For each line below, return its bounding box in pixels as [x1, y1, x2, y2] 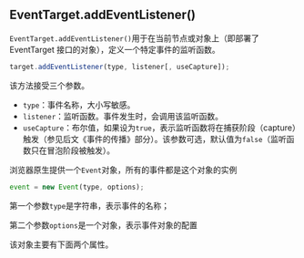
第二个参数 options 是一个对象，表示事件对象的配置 [9, 219, 198, 231]
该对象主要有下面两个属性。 [9, 239, 114, 250]
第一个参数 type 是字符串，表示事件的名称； [9, 200, 170, 211]
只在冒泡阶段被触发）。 [30, 145, 116, 156]
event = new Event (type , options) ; [9, 182, 145, 191]
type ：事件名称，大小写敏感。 [22, 99, 136, 110]
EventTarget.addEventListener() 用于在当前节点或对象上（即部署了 [9, 32, 259, 44]
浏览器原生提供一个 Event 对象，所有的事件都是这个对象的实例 [9, 164, 238, 175]
